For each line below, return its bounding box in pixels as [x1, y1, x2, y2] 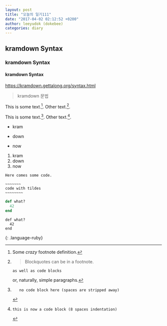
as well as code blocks [12, 268, 62, 273]
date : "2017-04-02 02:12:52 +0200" [5, 16, 79, 21]
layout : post [5, 7, 32, 12]
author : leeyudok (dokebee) [5, 21, 64, 26]
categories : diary [5, 26, 43, 31]
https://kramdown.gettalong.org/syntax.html [5, 83, 96, 89]
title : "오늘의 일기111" [5, 12, 51, 17]
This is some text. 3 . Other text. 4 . [5, 113, 72, 120]
